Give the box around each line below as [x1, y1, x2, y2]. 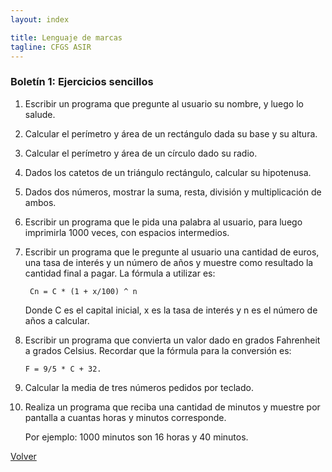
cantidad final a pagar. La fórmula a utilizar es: [24, 267, 216, 279]
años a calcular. [24, 314, 90, 326]
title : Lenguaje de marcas [10, 32, 123, 43]
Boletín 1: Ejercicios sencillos [10, 75, 154, 89]
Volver [10, 450, 37, 462]
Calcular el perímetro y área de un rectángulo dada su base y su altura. [24, 127, 318, 140]
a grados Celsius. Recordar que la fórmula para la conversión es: [24, 344, 292, 356]
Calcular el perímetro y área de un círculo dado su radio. [24, 147, 258, 159]
